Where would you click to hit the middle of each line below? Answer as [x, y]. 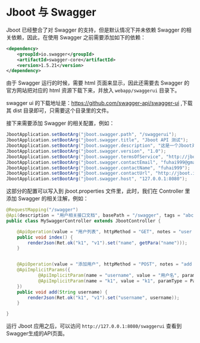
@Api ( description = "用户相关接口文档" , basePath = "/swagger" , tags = [93, 215]
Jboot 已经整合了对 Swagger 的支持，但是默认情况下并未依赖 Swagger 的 [96, 30]
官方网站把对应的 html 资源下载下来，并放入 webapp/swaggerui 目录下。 [93, 91]
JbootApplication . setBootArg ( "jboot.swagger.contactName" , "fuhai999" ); [98, 168]
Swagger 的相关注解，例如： [53, 199]
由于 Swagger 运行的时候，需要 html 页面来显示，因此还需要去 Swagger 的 [98, 83]
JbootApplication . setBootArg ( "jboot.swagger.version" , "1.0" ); [86, 151]
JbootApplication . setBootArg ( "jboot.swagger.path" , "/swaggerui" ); [92, 135]
